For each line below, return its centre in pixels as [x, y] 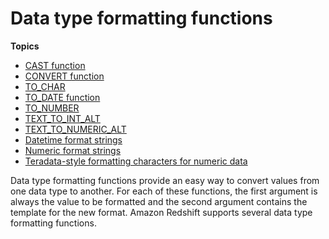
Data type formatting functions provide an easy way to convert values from [165, 180]
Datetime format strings [73, 139]
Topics [25, 46]
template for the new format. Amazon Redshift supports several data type [161, 212]
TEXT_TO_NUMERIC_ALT [75, 129]
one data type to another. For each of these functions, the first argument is [164, 191]
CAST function [55, 65]
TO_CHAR [45, 86]
